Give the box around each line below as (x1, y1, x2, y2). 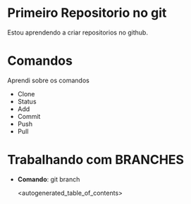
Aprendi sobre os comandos (7, 76, 90, 84)
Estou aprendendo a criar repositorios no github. (7, 28, 148, 37)
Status (17, 97, 37, 106)
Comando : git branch (17, 174, 80, 184)
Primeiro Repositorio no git (7, 5, 167, 21)
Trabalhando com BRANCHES (7, 152, 185, 168)
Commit (17, 112, 41, 120)
